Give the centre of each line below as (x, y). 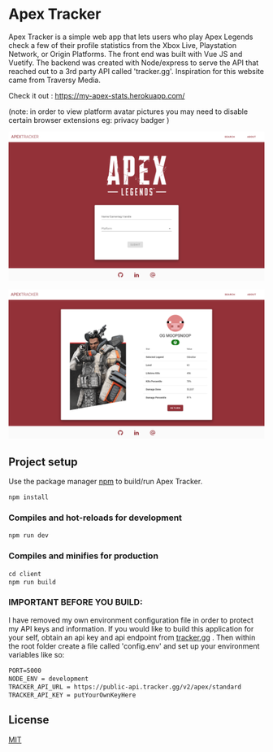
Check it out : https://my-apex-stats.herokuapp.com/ (97, 95)
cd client (25, 574)
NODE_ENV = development (49, 679)
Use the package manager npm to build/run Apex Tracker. (106, 481)
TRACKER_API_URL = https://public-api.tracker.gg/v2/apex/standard (125, 687)
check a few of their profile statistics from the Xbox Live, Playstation (123, 45)
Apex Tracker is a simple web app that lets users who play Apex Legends (131, 37)
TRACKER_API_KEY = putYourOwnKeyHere (72, 695)
